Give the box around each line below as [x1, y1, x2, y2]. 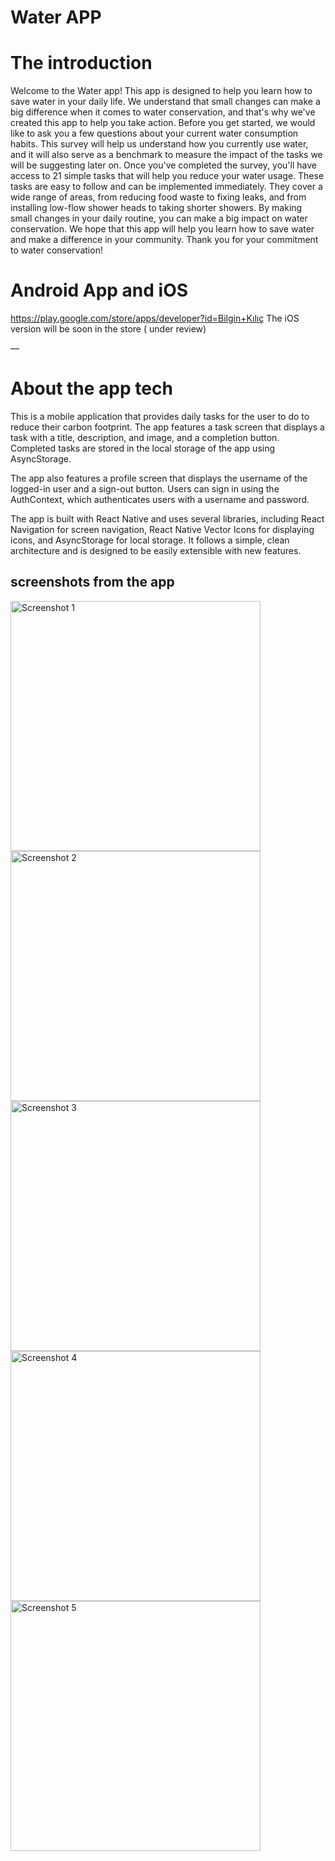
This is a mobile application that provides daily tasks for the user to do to [10, 411, 310, 422]
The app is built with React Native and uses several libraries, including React [10, 513, 325, 525]
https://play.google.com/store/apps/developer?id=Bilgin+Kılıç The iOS [10, 312, 300, 325]
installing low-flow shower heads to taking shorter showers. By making [10, 202, 303, 214]
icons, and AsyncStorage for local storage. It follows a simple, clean [10, 534, 290, 546]
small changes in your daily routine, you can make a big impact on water [10, 212, 308, 225]
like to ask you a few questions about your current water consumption [10, 127, 299, 140]
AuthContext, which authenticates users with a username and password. [10, 494, 310, 505]
